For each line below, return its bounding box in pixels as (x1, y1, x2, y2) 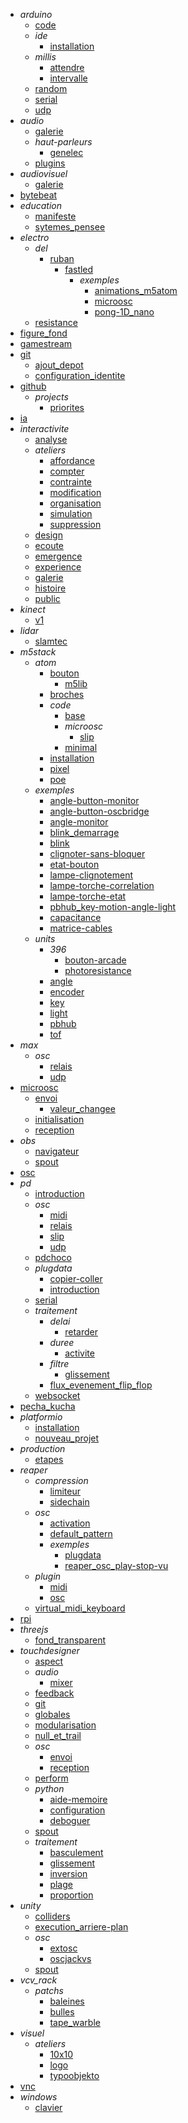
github (19, 380, 47, 392)
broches (49, 689, 85, 700)
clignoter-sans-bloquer (49, 848, 146, 859)
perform (34, 1772, 69, 1784)
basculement (49, 1847, 104, 1858)
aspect (34, 1655, 64, 1667)
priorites (49, 402, 85, 413)
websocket (34, 1390, 81, 1401)
